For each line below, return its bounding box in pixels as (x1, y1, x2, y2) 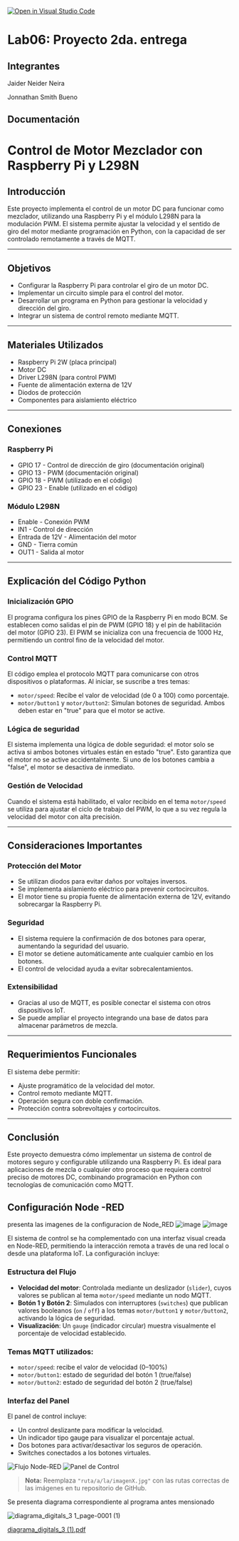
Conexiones (7, 423, 62, 435)
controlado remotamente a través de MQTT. (7, 235, 137, 243)
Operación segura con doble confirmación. (17, 1096, 144, 1105)
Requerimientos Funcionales (7, 1049, 137, 1061)
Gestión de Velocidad (7, 781, 83, 791)
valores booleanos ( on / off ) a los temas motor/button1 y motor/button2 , (17, 1306, 229, 1315)
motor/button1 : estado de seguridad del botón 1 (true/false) (17, 1370, 192, 1379)
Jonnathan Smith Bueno (7, 93, 78, 101)
